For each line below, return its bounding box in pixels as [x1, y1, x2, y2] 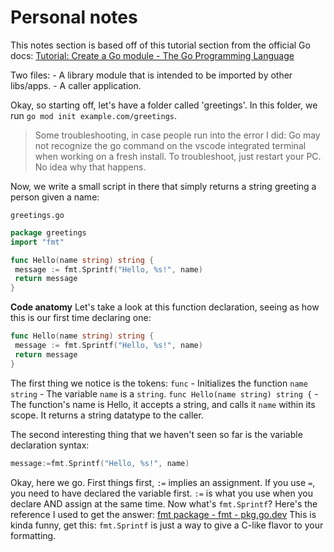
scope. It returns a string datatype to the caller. [10, 409, 204, 421]
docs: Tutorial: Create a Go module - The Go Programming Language [10, 49, 295, 61]
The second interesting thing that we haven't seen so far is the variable [10, 428, 303, 440]
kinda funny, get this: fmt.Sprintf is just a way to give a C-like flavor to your [10, 519, 324, 531]
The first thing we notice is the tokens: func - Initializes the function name [10, 377, 308, 389]
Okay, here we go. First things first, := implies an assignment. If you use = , [10, 476, 316, 488]
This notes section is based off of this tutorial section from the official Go [10, 39, 311, 51]
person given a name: [10, 191, 100, 203]
